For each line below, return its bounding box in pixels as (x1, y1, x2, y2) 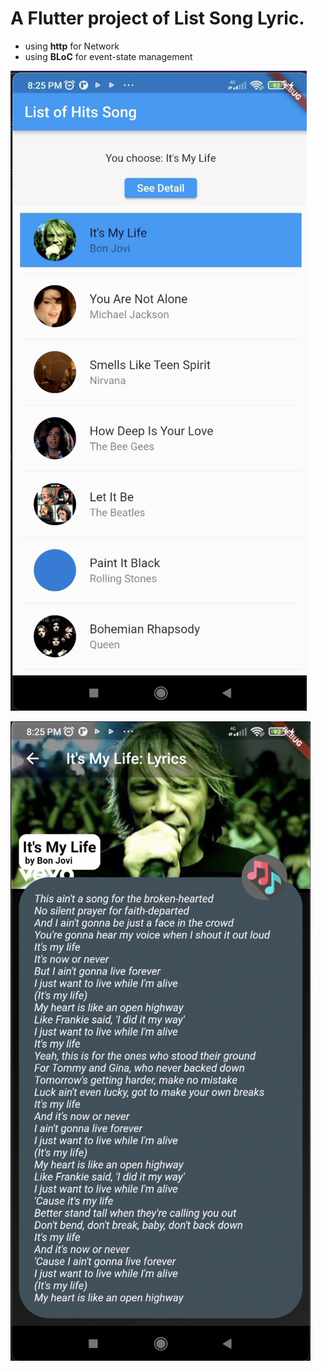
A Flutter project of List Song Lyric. (10, 7, 305, 30)
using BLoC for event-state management (24, 50, 193, 62)
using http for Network (24, 40, 120, 52)
